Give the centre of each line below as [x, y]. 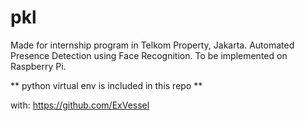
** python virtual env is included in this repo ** [106, 85]
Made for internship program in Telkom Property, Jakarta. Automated [152, 45]
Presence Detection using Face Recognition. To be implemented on [149, 55]
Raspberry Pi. [38, 66]
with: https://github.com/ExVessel [80, 105]
